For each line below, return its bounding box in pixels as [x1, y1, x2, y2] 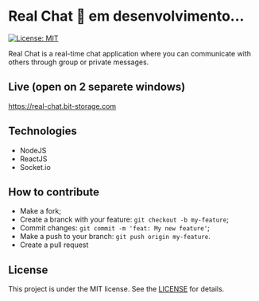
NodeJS [19, 145, 47, 155]
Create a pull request [19, 240, 89, 249]
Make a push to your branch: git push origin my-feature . [19, 232, 211, 241]
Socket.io [19, 162, 52, 172]
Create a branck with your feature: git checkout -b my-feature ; [19, 214, 229, 225]
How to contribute [8, 185, 100, 199]
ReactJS [19, 154, 48, 164]
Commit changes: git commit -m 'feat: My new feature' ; [19, 223, 211, 233]
